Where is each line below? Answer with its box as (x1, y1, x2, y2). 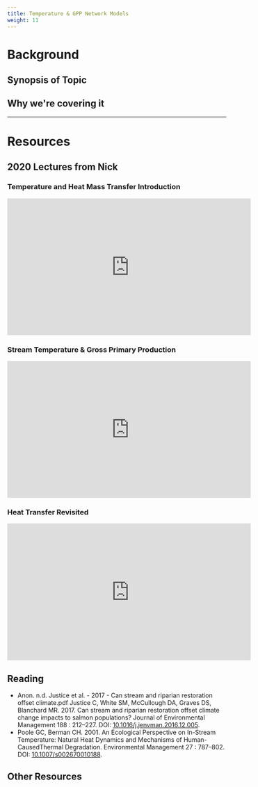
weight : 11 (7, 17, 39, 24)
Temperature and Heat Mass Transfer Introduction (7, 182, 181, 192)
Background (7, 47, 79, 63)
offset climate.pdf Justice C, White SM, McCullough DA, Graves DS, (17, 699, 212, 707)
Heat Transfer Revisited (7, 507, 89, 517)
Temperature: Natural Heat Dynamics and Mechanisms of (17, 736, 182, 744)
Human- (183, 736, 207, 744)
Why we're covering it (7, 98, 105, 110)
